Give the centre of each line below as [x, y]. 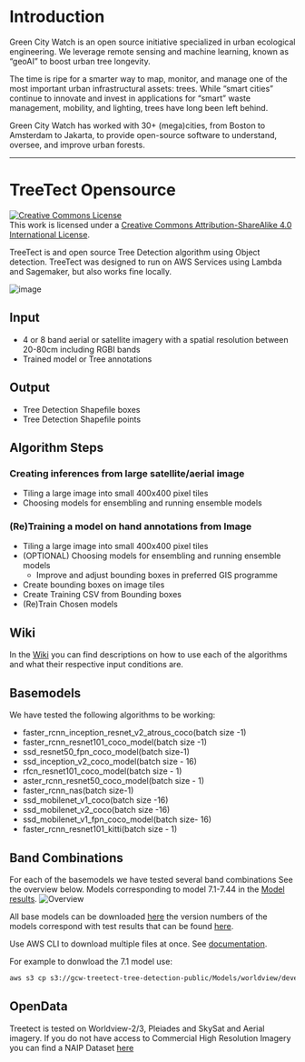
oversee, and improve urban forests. [77, 145]
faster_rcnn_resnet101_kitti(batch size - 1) [100, 829]
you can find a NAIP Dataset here [72, 1047]
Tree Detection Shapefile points [82, 419]
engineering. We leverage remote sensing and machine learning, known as [149, 51]
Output [30, 388]
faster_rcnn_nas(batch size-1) [78, 791]
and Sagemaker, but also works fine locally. [91, 271]
